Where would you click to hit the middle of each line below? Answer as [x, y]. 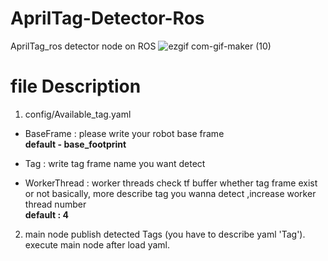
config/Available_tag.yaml [78, 114]
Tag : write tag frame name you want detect [115, 163]
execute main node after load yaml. [97, 244]
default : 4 [47, 214]
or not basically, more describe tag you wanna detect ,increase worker [170, 193]
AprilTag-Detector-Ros [107, 18]
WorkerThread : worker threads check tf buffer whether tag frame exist [171, 183]
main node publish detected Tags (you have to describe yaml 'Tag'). [165, 234]
